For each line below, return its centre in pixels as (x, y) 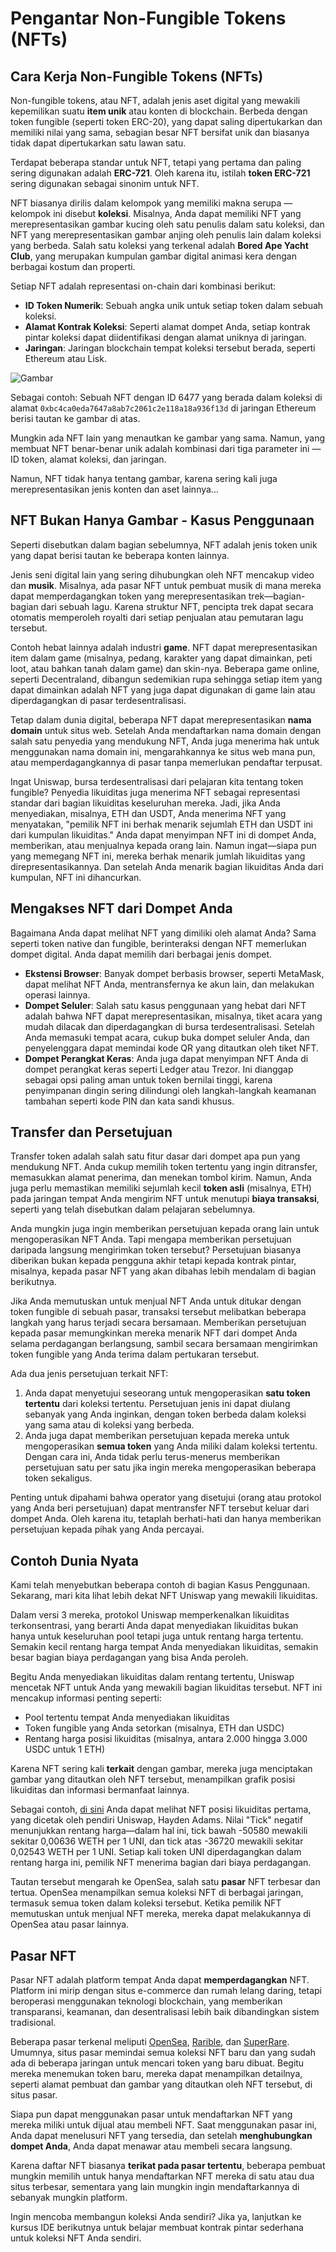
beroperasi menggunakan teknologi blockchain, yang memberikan (146, 2001)
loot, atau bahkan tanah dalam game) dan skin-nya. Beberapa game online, (165, 668)
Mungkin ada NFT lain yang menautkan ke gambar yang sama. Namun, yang (168, 438)
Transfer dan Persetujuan (91, 1132)
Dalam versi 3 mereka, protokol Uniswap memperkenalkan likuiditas (150, 1615)
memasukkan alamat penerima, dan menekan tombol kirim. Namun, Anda (161, 1178)
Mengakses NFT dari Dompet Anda (121, 908)
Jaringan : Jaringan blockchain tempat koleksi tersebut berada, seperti (170, 348)
